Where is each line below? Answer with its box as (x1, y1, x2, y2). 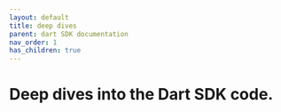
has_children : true (9, 46, 82, 55)
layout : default (9, 12, 69, 22)
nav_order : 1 (9, 37, 58, 47)
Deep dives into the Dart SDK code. (9, 84, 274, 105)
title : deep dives (9, 21, 77, 30)
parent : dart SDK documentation (9, 29, 129, 38)
